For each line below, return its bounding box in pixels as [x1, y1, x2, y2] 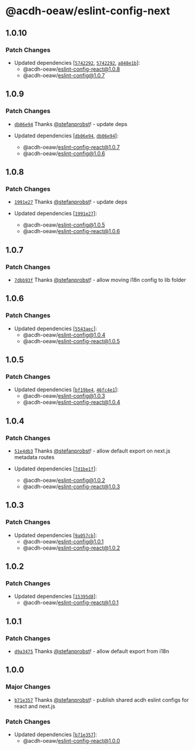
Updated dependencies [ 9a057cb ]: [14, 531, 97, 539]
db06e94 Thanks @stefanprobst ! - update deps [14, 120, 128, 127]
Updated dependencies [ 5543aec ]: [14, 325, 97, 332]
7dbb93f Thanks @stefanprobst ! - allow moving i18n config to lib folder [14, 276, 186, 283]
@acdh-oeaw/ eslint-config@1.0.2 [23, 477, 106, 484]
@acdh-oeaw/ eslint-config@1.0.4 [23, 331, 106, 338]
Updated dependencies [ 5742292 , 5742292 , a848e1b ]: [14, 59, 140, 66]
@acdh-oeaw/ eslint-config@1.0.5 [23, 221, 106, 228]
